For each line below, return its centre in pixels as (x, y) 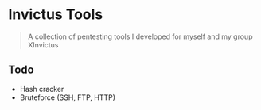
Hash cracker (42, 89)
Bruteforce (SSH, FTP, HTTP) (68, 97)
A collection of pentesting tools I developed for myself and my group (140, 36)
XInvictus (43, 44)
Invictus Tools (56, 15)
